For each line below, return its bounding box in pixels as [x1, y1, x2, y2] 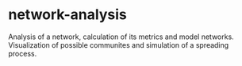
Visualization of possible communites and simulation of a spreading [8, 40, 229, 49]
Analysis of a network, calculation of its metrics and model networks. [8, 32, 234, 41]
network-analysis [8, 6, 127, 24]
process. [8, 49, 37, 58]
